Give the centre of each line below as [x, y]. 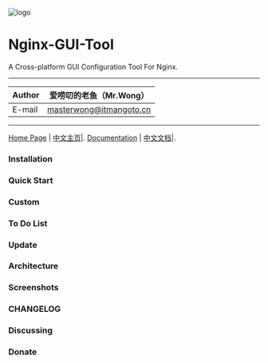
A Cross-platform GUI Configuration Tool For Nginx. [93, 66]
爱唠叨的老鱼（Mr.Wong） [99, 95]
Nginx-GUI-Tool [61, 45]
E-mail [25, 110]
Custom [24, 201]
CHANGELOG [35, 309]
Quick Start [31, 180]
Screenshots [33, 288]
